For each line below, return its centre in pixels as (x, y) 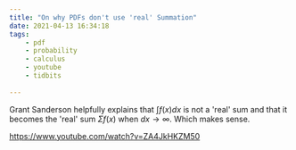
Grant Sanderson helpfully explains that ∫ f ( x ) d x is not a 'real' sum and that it (148, 109)
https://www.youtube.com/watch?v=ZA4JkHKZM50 (105, 136)
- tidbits (44, 76)
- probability (51, 51)
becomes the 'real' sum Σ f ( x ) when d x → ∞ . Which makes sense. (130, 119)
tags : (19, 34)
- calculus (45, 59)
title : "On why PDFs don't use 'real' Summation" (103, 17)
